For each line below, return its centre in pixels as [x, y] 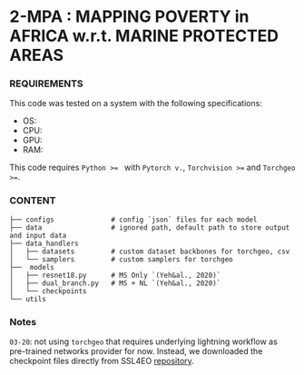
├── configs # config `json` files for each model [133, 220]
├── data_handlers [44, 243]
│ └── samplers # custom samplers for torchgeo [121, 259]
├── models [32, 267]
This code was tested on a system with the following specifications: [136, 104]
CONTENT [33, 201]
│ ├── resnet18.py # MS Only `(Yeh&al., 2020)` [115, 275]
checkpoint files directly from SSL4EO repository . [102, 361]
